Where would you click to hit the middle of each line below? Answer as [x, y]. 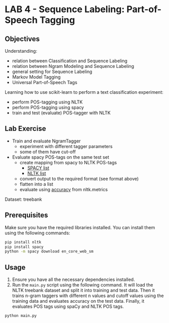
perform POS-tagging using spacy [48, 107]
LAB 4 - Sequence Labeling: [65, 9]
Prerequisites [26, 215]
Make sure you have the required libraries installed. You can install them [80, 227]
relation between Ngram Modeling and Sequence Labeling [73, 66]
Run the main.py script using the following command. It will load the [82, 285]
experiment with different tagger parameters [66, 146]
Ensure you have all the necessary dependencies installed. [73, 279]
